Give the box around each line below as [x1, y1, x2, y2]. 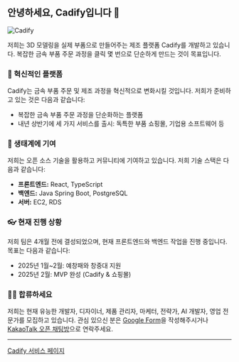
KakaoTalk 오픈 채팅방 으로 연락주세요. [7, 325, 114, 333]
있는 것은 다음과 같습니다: [14, 95, 85, 104]
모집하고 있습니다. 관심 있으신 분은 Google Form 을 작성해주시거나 [26, 316, 208, 324]
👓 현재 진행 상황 [7, 217, 62, 227]
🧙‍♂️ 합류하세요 [7, 290, 53, 300]
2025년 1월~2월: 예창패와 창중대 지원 [17, 261, 122, 270]
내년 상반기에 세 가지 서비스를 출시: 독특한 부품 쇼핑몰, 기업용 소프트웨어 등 [17, 119, 225, 128]
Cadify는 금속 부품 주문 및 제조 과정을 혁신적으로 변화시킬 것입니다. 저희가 [7, 87, 213, 95]
